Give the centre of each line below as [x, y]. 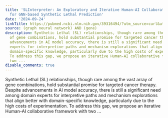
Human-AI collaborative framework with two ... [53, 111]
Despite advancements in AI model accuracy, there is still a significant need [83, 90]
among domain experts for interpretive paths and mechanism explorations [81, 96]
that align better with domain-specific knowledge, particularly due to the [80, 101]
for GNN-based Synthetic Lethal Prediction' [57, 14]
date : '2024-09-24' [25, 19]
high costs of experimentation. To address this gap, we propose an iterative [83, 106]
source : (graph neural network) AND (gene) [51, 28]
